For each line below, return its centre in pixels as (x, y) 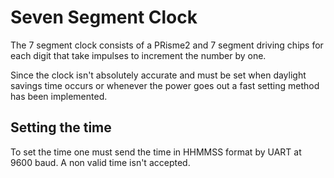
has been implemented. (59, 96)
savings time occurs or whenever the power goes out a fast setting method (165, 85)
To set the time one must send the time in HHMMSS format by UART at (156, 152)
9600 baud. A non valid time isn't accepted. (100, 162)
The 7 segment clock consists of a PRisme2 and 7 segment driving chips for (167, 45)
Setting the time (61, 127)
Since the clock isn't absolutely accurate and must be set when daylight (158, 75)
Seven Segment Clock (104, 17)
